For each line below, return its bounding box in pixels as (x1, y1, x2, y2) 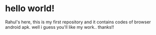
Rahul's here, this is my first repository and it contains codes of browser (5, 19, 151, 25)
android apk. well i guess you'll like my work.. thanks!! (5, 24, 114, 30)
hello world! (5, 3, 55, 14)
